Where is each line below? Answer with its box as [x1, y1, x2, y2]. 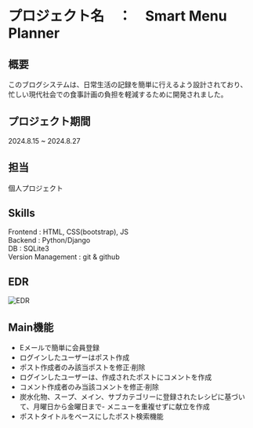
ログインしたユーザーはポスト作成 [19, 353, 130, 362]
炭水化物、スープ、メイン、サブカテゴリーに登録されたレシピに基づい [19, 392, 245, 401]
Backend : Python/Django [8, 236, 91, 245]
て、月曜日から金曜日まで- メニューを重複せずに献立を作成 [19, 402, 210, 412]
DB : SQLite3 [8, 244, 49, 254]
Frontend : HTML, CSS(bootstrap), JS [8, 227, 129, 236]
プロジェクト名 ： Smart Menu [8, 7, 227, 25]
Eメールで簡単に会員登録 [19, 343, 100, 353]
